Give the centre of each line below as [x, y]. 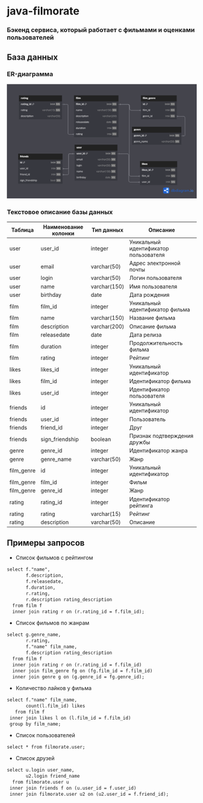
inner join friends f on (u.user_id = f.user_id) [73, 788]
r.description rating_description [69, 599]
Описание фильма [153, 326]
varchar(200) [108, 326]
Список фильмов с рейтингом [54, 557]
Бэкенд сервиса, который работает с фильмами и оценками [101, 30]
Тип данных [108, 230]
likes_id [50, 370]
